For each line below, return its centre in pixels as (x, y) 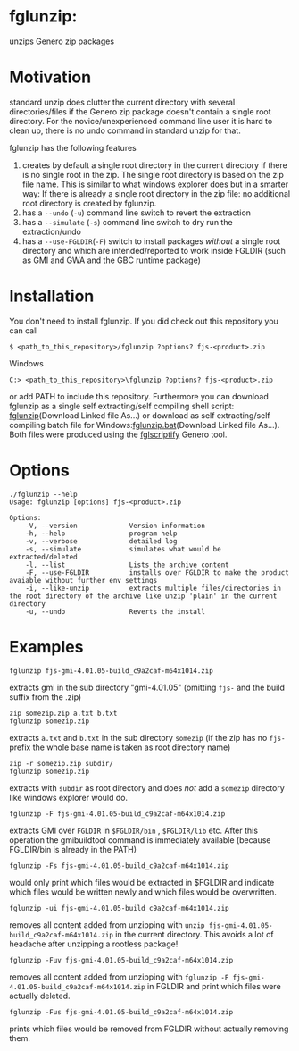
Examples (46, 647)
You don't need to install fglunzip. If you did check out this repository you (144, 321)
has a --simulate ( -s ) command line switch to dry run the (128, 222)
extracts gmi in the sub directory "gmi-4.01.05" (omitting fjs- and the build (147, 687)
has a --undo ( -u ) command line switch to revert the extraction (137, 213)
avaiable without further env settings (83, 580)
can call (24, 330)
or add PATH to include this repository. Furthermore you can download (139, 396)
